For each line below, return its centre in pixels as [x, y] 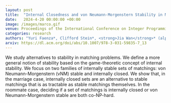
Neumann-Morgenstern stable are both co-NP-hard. [60, 95]
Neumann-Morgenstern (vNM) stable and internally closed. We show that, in [85, 74]
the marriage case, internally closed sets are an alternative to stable [76, 79]
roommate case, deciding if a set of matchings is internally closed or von [81, 90]
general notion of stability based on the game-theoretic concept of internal [84, 63]
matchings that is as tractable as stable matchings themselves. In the [78, 84]
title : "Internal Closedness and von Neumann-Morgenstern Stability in [84, 15]
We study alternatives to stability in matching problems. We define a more [83, 57]
